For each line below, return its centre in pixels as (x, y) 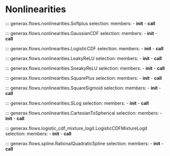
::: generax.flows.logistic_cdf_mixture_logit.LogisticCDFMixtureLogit (76, 128)
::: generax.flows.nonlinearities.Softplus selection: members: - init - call (80, 23)
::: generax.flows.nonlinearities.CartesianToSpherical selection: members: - (84, 113)
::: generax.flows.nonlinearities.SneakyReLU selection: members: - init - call (85, 68)
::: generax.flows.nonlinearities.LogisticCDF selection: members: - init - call (84, 48)
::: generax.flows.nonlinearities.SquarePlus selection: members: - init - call (83, 78)
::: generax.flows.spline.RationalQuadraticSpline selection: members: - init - (84, 143)
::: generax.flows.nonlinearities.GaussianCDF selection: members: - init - (81, 33)
